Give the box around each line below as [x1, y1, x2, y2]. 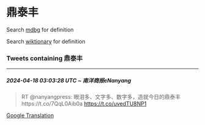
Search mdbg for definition [6, 25, 74, 33]
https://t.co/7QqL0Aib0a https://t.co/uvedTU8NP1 [21, 100, 147, 107]
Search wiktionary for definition [6, 38, 85, 45]
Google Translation [6, 112, 54, 119]
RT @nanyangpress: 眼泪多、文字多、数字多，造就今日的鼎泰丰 [21, 93, 181, 101]
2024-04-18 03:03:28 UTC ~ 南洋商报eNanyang [6, 76, 131, 84]
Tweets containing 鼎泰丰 [6, 54, 83, 62]
